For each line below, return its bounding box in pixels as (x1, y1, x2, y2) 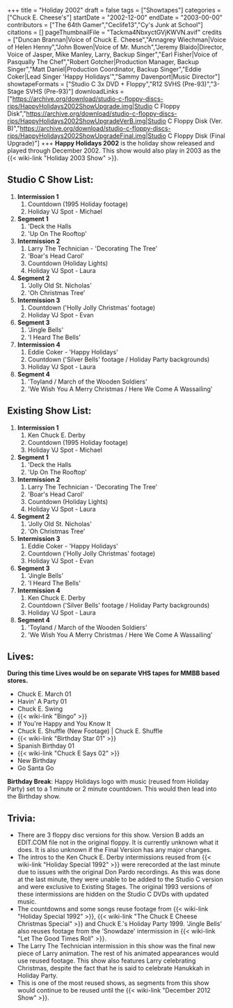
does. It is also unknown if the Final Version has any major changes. (17, 846, 212, 854)
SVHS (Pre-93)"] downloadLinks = (25, 87, 124, 95)
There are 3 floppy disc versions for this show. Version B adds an (17, 831, 204, 840)
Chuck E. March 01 (17, 690, 72, 698)
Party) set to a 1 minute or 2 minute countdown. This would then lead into (7, 785, 217, 793)
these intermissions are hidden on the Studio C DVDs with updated (17, 890, 209, 899)
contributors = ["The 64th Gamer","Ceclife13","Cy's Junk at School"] (7, 21, 203, 29)
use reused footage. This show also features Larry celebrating (17, 956, 196, 965)
